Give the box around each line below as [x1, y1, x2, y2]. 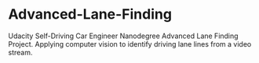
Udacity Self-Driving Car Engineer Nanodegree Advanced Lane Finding [8, 31, 239, 40]
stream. [8, 47, 33, 57]
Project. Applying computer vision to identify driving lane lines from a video [8, 39, 252, 48]
